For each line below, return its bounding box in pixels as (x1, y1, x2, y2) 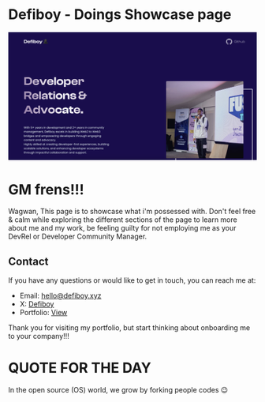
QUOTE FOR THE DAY (8, 359, 151, 377)
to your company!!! (8, 332, 69, 341)
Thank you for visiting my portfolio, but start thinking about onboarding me (8, 323, 251, 332)
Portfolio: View (19, 308, 68, 317)
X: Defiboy (19, 299, 54, 309)
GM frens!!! (8, 180, 84, 198)
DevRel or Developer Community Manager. (8, 231, 147, 242)
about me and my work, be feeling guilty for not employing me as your (8, 224, 237, 233)
